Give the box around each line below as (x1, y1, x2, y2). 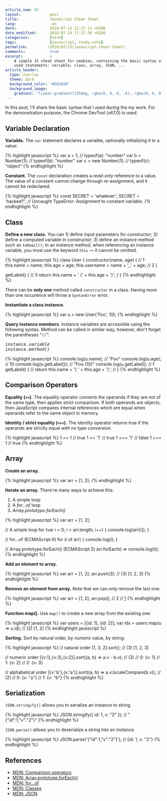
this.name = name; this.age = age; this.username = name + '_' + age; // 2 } (5, 263, 158, 268)
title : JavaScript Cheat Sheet (5, 16, 99, 21)
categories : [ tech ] (5, 35, 64, 40)
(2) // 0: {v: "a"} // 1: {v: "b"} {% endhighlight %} (5, 674, 104, 680)
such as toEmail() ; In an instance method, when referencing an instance (5, 242, 154, 248)
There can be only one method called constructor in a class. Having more (5, 287, 157, 292)
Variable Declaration (5, 124, 70, 133)
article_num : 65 (5, 7, 39, 12)
